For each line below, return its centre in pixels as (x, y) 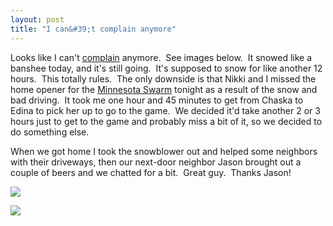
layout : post (37, 19)
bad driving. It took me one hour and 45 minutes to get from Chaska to (157, 100)
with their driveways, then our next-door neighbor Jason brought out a (156, 162)
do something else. (50, 132)
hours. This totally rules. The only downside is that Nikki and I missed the (163, 78)
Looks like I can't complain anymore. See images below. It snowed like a (161, 57)
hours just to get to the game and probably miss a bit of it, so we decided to (166, 121)
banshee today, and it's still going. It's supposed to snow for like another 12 (166, 68)
